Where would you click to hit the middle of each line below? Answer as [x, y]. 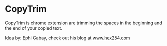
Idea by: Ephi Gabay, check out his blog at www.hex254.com [68, 38]
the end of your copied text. [34, 28]
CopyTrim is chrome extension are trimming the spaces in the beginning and [83, 23]
